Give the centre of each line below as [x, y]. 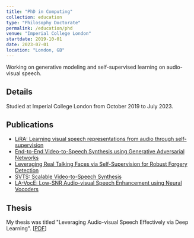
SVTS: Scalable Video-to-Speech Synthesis [68, 177]
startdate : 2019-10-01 [34, 39]
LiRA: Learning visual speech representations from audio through [94, 139]
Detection [27, 171]
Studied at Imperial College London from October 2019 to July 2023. [90, 106]
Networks [27, 158]
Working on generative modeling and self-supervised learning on [86, 67]
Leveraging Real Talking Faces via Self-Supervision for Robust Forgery [101, 164]
